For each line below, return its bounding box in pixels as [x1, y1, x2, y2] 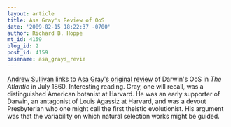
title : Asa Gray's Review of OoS [7, 17, 105, 24]
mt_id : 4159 [7, 36, 42, 43]
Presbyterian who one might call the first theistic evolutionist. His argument [7, 104, 224, 112]
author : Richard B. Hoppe [7, 29, 83, 37]
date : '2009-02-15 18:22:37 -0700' [7, 23, 111, 30]
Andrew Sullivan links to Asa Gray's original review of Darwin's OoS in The [7, 75, 222, 83]
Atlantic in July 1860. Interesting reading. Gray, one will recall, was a [7, 82, 204, 91]
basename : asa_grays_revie [7, 56, 86, 63]
